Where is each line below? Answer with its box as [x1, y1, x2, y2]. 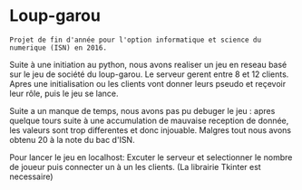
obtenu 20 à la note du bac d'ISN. [9, 134, 135, 145]
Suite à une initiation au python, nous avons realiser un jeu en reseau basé [9, 59, 287, 70]
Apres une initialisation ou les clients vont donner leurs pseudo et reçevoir [9, 78, 287, 89]
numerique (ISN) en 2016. [9, 43, 107, 52]
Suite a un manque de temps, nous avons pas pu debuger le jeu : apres [9, 105, 276, 116]
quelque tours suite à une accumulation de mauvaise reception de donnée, [9, 115, 289, 126]
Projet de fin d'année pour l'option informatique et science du [9, 35, 261, 44]
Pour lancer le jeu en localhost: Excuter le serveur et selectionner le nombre [9, 151, 293, 163]
